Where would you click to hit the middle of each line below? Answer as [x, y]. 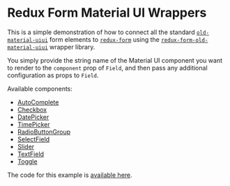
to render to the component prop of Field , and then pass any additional [107, 68]
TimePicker [33, 124]
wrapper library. [72, 47]
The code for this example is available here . [70, 175]
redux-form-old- [185, 40]
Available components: [40, 88]
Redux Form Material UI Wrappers [107, 13]
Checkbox [32, 109]
